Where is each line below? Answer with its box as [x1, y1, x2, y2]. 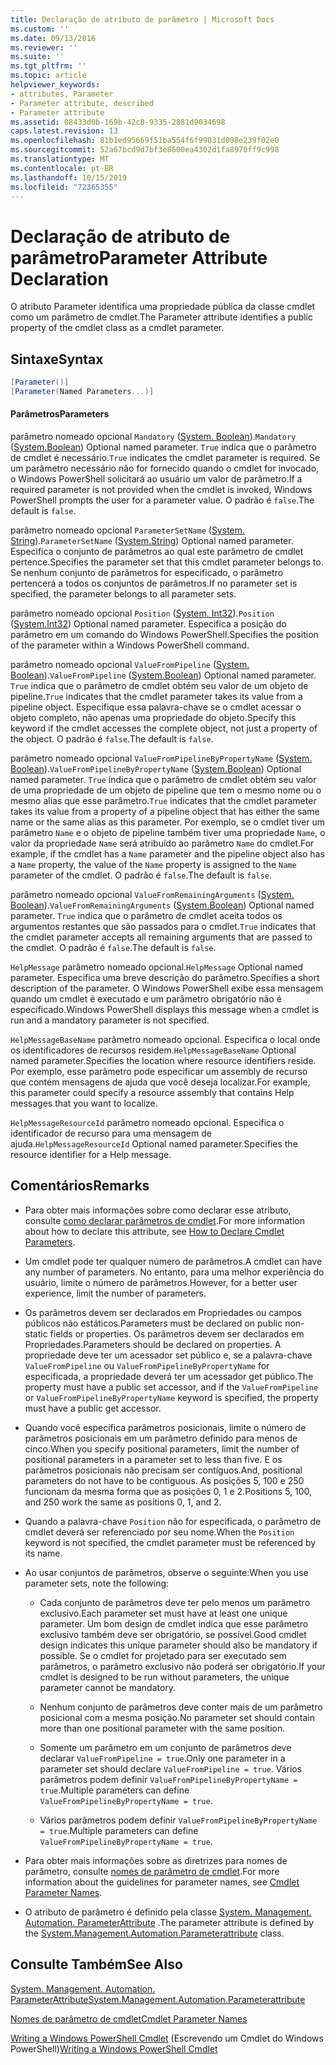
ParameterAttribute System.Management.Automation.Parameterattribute [10, 1993, 306, 2005]
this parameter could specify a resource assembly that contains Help [10, 1087, 295, 1099]
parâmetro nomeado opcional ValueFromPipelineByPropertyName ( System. [10, 752, 313, 765]
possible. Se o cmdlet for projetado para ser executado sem [39, 1649, 287, 1661]
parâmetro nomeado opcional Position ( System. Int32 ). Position [10, 607, 275, 620]
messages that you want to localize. [10, 1097, 158, 1110]
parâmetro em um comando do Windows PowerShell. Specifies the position [10, 629, 319, 641]
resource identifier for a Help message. [10, 1149, 172, 1161]
